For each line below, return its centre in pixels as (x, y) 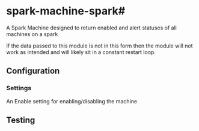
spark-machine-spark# (66, 11)
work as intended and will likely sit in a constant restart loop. (81, 52)
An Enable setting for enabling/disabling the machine (72, 101)
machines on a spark (32, 34)
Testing (21, 120)
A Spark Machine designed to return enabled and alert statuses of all (92, 28)
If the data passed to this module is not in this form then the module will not (100, 46)
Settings (19, 88)
